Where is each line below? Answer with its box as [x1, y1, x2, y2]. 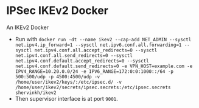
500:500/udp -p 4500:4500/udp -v [15, 73, 100, 79]
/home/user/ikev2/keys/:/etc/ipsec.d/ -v [15, 79, 122, 85]
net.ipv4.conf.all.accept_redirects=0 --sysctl [34, 47, 158, 53]
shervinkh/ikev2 [15, 89, 57, 96]
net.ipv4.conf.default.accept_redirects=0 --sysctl [15, 58, 149, 64]
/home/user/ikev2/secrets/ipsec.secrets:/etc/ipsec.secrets [15, 84, 171, 90]
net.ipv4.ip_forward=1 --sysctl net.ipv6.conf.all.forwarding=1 [15, 42, 182, 48]
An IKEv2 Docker [6, 24, 49, 31]
